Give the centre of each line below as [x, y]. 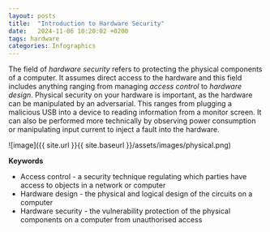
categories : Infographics [52, 46]
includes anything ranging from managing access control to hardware [125, 87]
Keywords [26, 161]
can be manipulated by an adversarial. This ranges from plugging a [120, 104]
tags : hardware [34, 39]
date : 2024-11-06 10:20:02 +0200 [69, 31]
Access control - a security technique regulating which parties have [133, 177]
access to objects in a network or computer [93, 185]
